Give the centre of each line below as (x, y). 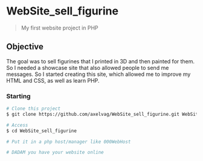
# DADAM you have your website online (55, 153)
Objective (25, 47)
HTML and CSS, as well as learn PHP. (53, 80)
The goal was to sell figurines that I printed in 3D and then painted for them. (101, 61)
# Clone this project (34, 109)
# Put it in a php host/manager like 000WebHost (69, 142)
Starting (19, 96)
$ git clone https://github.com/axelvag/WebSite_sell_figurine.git (93, 114)
